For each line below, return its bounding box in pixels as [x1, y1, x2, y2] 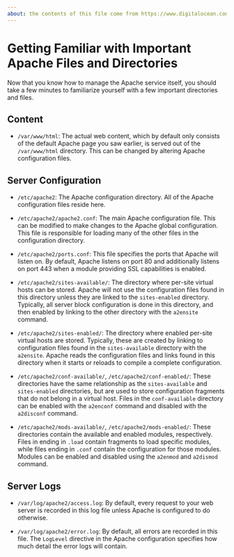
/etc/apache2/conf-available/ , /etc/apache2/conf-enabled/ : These [17, 372, 211, 381]
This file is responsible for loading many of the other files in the [17, 229, 199, 238]
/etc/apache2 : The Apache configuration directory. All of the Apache [17, 193, 214, 201]
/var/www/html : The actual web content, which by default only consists [17, 132, 221, 140]
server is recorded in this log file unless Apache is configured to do [17, 506, 210, 514]
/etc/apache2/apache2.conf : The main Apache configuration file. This [17, 214, 216, 222]
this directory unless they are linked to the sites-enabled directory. [17, 293, 210, 301]
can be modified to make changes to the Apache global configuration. [17, 222, 218, 230]
